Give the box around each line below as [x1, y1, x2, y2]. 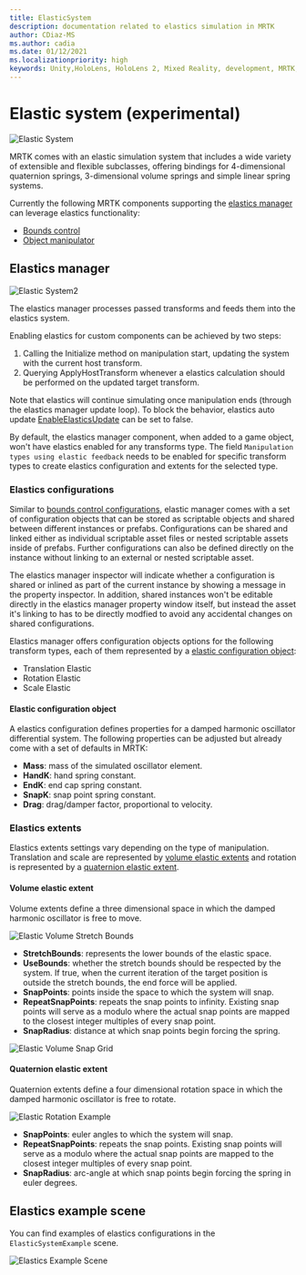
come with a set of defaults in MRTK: [9, 743, 148, 754]
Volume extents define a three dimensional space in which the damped [9, 903, 276, 914]
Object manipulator [22, 234, 96, 246]
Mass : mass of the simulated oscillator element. [22, 761, 203, 772]
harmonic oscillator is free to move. [9, 912, 142, 924]
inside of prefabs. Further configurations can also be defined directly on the [9, 542, 294, 553]
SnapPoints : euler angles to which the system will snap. [22, 1128, 234, 1139]
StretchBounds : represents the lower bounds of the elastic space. [22, 947, 272, 958]
